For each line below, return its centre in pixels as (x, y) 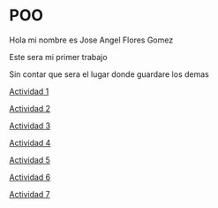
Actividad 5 (30, 159)
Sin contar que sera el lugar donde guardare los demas (109, 74)
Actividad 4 (30, 143)
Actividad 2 (30, 108)
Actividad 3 (30, 126)
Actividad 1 (29, 91)
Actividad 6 (30, 177)
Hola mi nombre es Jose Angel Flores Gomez (91, 40)
